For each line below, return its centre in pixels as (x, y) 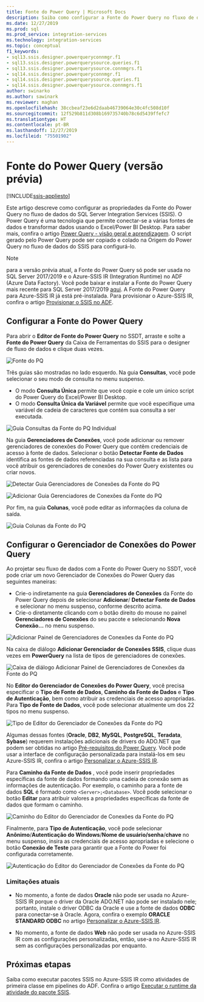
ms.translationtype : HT (36, 119)
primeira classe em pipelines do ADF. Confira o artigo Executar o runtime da (101, 986)
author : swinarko (28, 91)
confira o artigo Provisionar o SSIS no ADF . (60, 302)
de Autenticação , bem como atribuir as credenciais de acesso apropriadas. (101, 698)
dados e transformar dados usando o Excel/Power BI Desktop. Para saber (98, 227)
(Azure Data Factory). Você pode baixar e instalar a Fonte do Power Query (99, 282)
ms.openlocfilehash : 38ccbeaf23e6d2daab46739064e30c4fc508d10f (88, 108)
